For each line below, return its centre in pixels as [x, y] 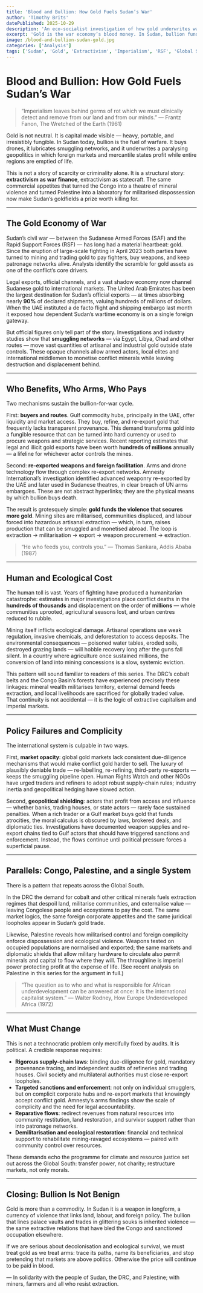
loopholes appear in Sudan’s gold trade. [56, 923]
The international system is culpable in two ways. [67, 745]
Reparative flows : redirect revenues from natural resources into [95, 1113]
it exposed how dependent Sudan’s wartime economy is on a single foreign [100, 314]
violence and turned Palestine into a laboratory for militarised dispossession [101, 192]
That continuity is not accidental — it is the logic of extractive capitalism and [101, 700]
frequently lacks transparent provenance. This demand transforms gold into [101, 428]
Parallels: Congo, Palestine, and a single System [99, 871]
